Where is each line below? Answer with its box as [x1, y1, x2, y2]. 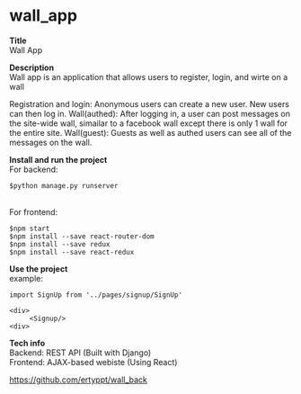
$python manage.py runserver [9, 181, 119, 190]
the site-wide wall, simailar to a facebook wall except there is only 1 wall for [9, 118, 288, 129]
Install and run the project [9, 154, 108, 165]
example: [9, 273, 43, 283]
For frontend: [9, 206, 58, 217]
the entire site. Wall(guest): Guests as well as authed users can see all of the [9, 127, 292, 138]
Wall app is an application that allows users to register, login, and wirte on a [9, 71, 288, 82]
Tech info [9, 337, 46, 348]
